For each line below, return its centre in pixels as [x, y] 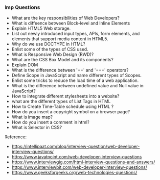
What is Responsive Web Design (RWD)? [53, 54]
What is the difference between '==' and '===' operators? [70, 70]
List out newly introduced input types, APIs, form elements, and [76, 34]
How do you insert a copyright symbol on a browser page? [71, 112]
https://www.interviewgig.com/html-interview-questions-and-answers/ [83, 162]
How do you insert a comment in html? [51, 122]
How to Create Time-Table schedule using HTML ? [62, 106]
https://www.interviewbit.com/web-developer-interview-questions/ [79, 167]
